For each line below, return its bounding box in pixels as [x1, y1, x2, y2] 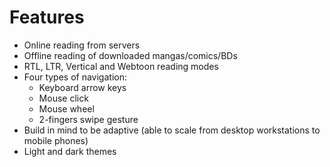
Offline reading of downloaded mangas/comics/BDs [23, 49, 238, 61]
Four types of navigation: [23, 71, 127, 83]
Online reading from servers [23, 39, 141, 51]
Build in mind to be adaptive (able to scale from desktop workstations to [23, 124, 321, 136]
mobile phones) [23, 134, 89, 146]
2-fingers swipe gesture [38, 113, 139, 125]
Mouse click [38, 92, 89, 104]
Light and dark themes [23, 145, 117, 157]
